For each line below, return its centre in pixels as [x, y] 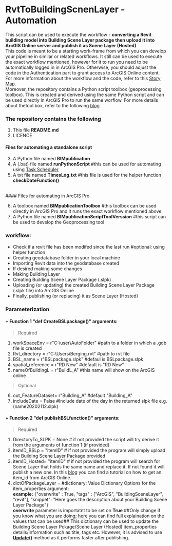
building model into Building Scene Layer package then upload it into [80, 40]
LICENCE [22, 136]
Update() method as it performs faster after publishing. [71, 538]
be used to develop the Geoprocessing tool [58, 222]
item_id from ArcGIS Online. [42, 478]
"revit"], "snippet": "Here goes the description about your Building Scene [90, 500]
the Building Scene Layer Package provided [59, 456]
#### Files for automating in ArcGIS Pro [47, 196]
